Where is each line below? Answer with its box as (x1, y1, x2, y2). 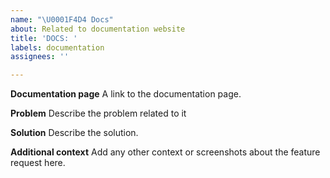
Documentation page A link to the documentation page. (10, 88, 242, 100)
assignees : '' (10, 52, 70, 62)
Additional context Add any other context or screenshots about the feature (10, 146, 321, 158)
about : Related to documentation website (10, 24, 186, 34)
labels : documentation (10, 42, 105, 53)
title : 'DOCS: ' (10, 33, 78, 43)
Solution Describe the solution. (10, 127, 139, 139)
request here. (10, 157, 66, 169)
